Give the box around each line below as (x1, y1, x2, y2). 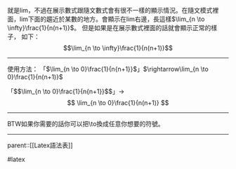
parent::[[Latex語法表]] (7, 141, 73, 149)
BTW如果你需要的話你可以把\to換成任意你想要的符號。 (7, 120, 165, 128)
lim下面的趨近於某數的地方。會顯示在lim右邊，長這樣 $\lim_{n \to (19, 15, 205, 23)
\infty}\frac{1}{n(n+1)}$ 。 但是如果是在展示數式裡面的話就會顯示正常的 (7, 24, 211, 32)
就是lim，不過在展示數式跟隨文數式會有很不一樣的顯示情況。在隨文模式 (7, 6, 213, 14)
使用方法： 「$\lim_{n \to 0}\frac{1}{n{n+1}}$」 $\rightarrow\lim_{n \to (7, 65, 209, 73)
